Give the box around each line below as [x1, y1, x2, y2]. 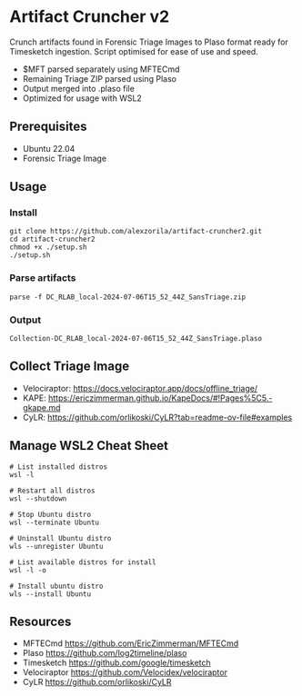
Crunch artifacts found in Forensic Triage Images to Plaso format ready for [9, 36, 288, 47]
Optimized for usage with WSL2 [22, 93, 143, 104]
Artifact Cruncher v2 [9, 6, 170, 27]
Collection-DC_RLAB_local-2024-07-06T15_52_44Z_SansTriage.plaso [9, 334, 262, 343]
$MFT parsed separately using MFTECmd [22, 64, 180, 75]
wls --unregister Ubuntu [9, 542, 104, 551]
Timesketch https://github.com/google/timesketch [22, 657, 211, 669]
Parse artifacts [9, 272, 76, 284]
